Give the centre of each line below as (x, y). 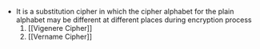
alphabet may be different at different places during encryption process (134, 20)
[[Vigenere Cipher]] (60, 28)
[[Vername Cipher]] (60, 36)
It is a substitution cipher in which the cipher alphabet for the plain (125, 11)
